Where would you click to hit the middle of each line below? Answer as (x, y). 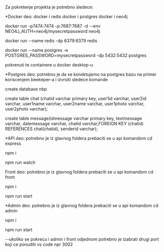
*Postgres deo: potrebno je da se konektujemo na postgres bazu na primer (81, 74)
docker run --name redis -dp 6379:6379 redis (51, 41)
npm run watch (20, 162)
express (13, 143)
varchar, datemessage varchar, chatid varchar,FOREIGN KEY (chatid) (74, 124)
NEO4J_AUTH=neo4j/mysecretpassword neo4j (53, 31)
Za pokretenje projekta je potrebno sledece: (49, 7)
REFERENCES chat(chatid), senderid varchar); (51, 129)
